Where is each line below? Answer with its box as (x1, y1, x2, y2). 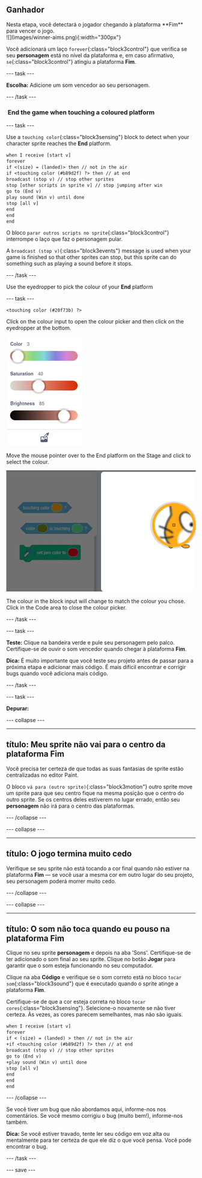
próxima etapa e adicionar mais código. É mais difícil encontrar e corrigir (6, 663, 186, 670)
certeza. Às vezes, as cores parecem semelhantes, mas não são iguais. (6, 1011, 183, 1018)
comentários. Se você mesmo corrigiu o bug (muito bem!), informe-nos (6, 1112, 183, 1120)
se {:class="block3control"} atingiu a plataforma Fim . (6, 58, 136, 65)
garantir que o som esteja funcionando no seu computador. (6, 962, 153, 969)
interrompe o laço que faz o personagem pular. (6, 235, 123, 243)
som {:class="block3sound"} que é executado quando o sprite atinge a (6, 980, 179, 987)
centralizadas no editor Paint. (6, 771, 79, 779)
